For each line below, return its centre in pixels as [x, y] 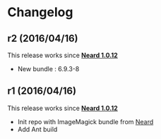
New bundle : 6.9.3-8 [48, 69]
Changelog [40, 12]
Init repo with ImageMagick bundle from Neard [85, 121]
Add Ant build [37, 129]
